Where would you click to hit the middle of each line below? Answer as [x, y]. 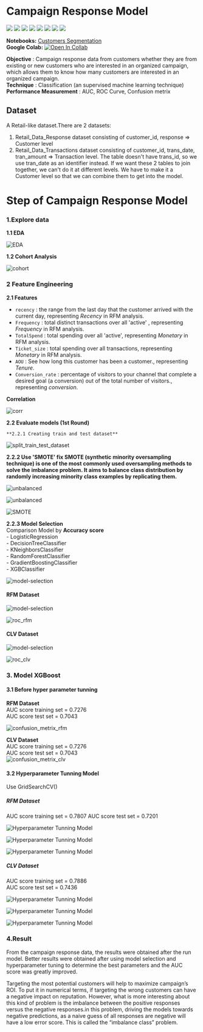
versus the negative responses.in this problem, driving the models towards [100, 1009]
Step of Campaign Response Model [97, 200]
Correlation [21, 399]
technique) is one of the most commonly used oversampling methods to [99, 463]
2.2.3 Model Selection [35, 523]
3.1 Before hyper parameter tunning [52, 690]
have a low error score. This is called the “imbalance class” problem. [92, 1022]
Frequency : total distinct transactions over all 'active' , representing [99, 322]
